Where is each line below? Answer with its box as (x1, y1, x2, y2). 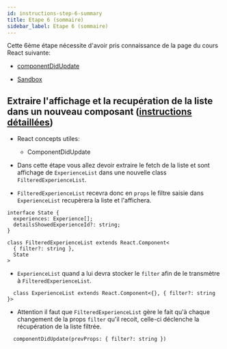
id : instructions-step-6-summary (7, 10, 103, 17)
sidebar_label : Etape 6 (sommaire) (7, 23, 109, 29)
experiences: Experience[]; (13, 216, 94, 222)
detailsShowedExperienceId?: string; (13, 222, 121, 229)
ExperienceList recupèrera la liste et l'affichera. (16, 196, 152, 205)
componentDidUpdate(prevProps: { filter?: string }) (13, 336, 167, 343)
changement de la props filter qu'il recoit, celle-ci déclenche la (16, 315, 200, 324)
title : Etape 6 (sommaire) (7, 16, 84, 23)
